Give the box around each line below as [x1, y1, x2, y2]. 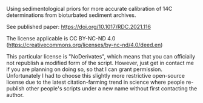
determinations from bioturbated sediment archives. [6, 11, 136, 19]
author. [6, 92, 24, 98]
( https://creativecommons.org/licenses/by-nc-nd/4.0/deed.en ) [6, 42, 163, 48]
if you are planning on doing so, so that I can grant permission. [6, 66, 162, 73]
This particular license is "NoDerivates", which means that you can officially [6, 53, 196, 60]
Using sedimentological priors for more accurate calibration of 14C [6, 5, 173, 12]
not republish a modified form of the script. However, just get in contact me [6, 60, 194, 66]
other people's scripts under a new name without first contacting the [25, 85, 198, 92]
